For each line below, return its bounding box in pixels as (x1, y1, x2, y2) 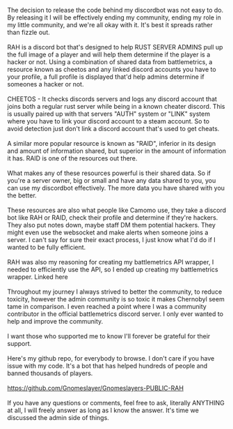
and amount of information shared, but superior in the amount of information (7, 146, 226, 155)
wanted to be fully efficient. (7, 243, 86, 251)
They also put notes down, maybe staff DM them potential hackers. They (7, 221, 216, 229)
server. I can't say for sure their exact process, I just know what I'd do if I (7, 236, 216, 243)
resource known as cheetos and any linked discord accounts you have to (7, 66, 217, 73)
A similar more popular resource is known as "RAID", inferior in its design (7, 140, 216, 147)
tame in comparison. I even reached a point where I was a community (7, 303, 207, 310)
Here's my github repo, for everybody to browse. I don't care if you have (7, 354, 215, 362)
